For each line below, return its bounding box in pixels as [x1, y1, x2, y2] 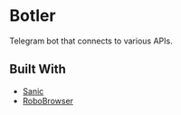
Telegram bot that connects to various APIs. [9, 35, 174, 46]
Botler [9, 5, 56, 26]
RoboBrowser [22, 95, 74, 106]
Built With [9, 62, 66, 77]
